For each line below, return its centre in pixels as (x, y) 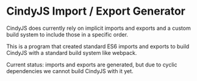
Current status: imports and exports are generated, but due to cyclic (92, 65)
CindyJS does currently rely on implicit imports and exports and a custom (99, 28)
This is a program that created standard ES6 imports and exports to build (98, 46)
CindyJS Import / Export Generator (96, 11)
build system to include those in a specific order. (67, 34)
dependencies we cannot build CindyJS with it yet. (70, 71)
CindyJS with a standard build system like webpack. (72, 52)
